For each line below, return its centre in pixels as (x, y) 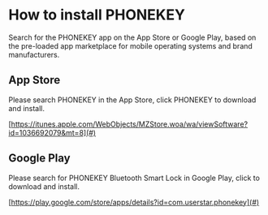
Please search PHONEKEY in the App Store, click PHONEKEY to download (132, 100)
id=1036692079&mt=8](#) (52, 132)
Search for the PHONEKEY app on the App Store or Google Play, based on (132, 37)
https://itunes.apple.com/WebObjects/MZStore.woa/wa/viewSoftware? (130, 124)
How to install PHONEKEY (97, 15)
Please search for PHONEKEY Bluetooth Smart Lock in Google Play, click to (134, 178)
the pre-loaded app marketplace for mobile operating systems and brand (131, 45)
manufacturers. (34, 54)
